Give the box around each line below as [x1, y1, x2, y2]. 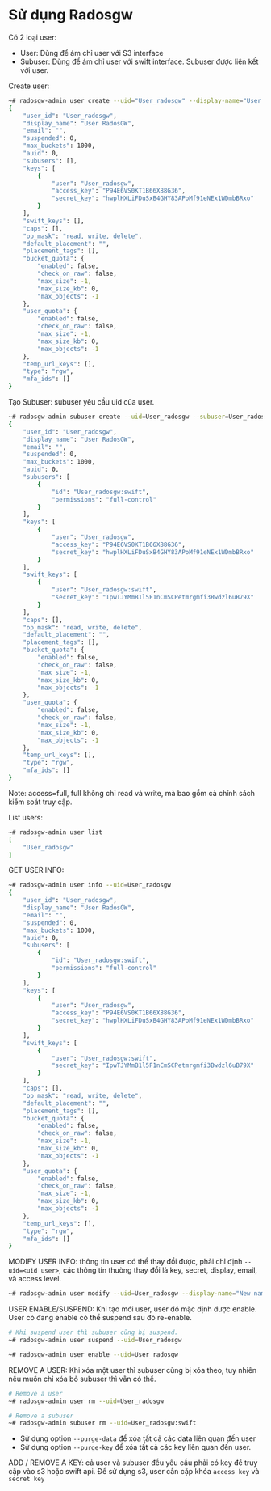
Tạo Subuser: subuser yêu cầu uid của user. [8, 397, 155, 407]
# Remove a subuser [8, 1412, 74, 1420]
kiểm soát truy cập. [8, 797, 73, 807]
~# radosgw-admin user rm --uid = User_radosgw [8, 1397, 164, 1405]
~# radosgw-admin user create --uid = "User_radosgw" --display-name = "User [8, 96, 262, 104]
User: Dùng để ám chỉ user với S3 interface [19, 48, 164, 57]
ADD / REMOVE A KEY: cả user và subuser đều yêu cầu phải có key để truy [8, 1458, 258, 1468]
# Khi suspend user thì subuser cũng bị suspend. [8, 1328, 179, 1336]
